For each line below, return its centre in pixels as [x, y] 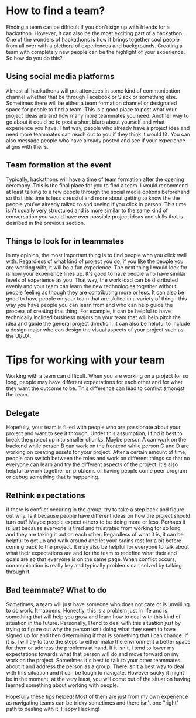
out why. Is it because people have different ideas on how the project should [98, 515]
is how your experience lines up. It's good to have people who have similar [96, 274]
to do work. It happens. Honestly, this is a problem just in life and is [87, 610]
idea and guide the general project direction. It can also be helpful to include [98, 324]
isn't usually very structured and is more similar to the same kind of [87, 210]
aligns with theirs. [27, 146]
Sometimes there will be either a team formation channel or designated [92, 103]
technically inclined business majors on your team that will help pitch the [94, 317]
